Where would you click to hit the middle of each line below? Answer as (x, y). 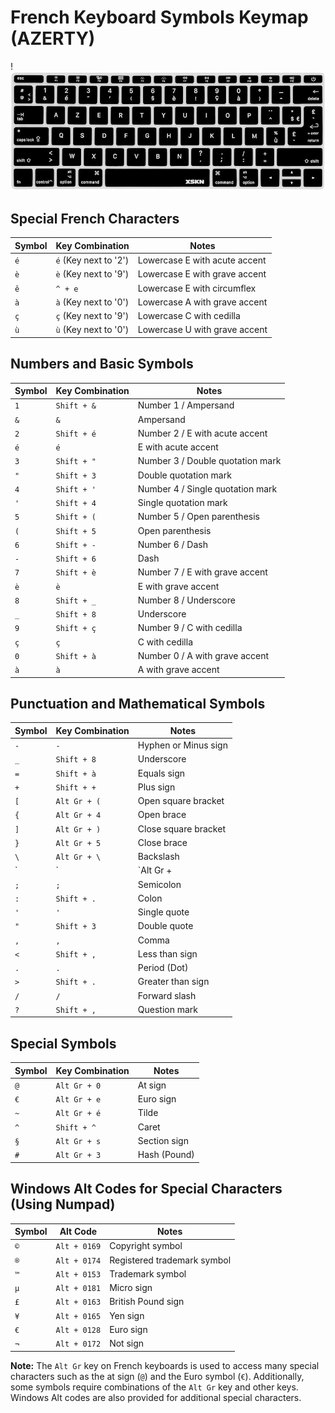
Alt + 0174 (78, 1261)
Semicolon (159, 884)
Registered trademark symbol (170, 1260)
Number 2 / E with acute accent (202, 433)
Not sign (127, 1343)
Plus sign (156, 787)
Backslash (158, 857)
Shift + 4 (76, 504)
